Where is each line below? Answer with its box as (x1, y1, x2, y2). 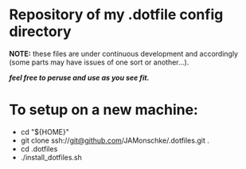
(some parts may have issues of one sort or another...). (9, 57, 189, 67)
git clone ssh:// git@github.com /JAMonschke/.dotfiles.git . (20, 136, 209, 145)
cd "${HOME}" (20, 127, 70, 136)
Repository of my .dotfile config (9, 6, 224, 24)
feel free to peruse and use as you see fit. (9, 73, 150, 82)
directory (9, 22, 72, 41)
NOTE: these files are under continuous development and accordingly (9, 49, 238, 58)
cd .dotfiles (20, 143, 58, 153)
